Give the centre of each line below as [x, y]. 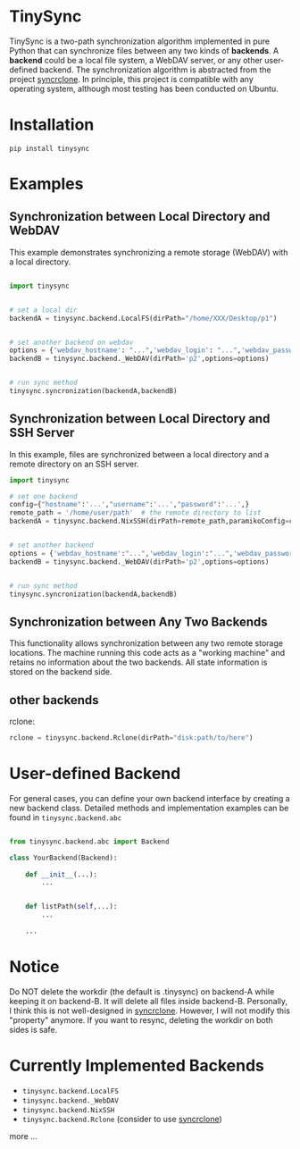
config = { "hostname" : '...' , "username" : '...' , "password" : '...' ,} [129, 505]
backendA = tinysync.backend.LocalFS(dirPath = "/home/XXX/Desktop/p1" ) [143, 318]
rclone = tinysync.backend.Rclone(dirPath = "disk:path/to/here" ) [131, 738]
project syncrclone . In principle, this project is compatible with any [132, 79]
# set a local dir [43, 310]
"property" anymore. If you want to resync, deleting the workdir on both [142, 1019]
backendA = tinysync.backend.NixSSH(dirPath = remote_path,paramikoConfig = [150, 521]
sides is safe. [33, 1029]
